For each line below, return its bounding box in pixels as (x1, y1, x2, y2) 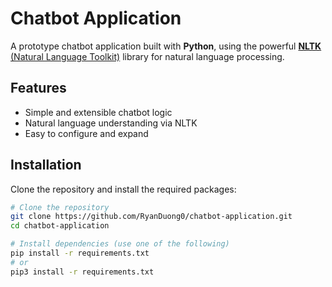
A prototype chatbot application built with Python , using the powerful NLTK (10, 40, 322, 52)
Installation (10, 157, 82, 174)
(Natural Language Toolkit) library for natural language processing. (10, 50, 285, 62)
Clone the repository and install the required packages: (10, 183, 237, 195)
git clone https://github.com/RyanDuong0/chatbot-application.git (10, 212, 293, 222)
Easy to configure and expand (24, 127, 149, 139)
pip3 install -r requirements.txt (10, 267, 155, 277)
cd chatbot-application (10, 221, 110, 231)
